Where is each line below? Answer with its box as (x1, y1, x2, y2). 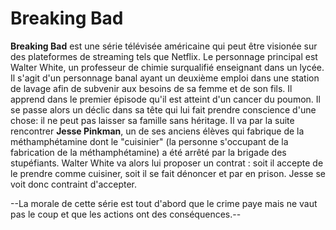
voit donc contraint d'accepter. (10, 178, 138, 190)
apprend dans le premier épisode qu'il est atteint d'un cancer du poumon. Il (10, 93, 321, 105)
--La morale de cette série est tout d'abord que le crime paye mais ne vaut (10, 197, 318, 209)
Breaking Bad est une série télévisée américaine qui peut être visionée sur (10, 40, 318, 52)
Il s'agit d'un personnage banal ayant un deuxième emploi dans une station (10, 72, 320, 84)
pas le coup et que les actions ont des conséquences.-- (10, 208, 242, 220)
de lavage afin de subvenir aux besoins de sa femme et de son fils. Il (10, 82, 293, 94)
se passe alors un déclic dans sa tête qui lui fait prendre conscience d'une (10, 103, 317, 116)
